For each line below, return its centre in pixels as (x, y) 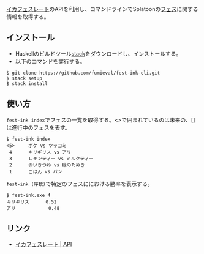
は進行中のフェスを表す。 (38, 127)
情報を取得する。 (28, 17)
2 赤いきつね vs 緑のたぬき (47, 165)
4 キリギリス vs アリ (40, 152)
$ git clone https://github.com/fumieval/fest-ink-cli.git (83, 73)
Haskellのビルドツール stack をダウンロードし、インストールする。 (98, 53)
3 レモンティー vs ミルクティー (51, 159)
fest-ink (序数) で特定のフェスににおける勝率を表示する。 (80, 184)
